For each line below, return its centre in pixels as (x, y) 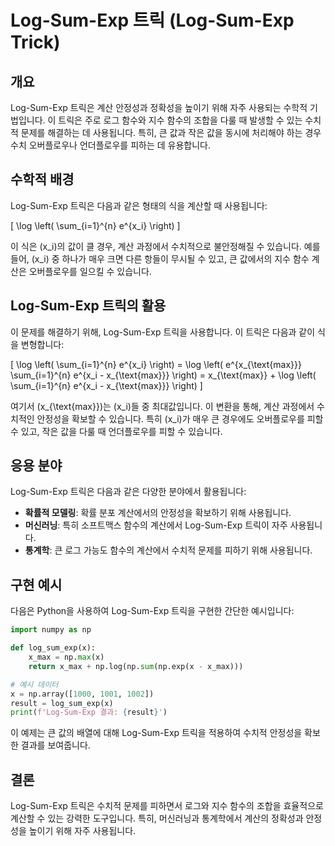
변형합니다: (42, 344)
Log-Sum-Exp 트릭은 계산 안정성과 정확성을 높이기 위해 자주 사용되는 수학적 (159, 107)
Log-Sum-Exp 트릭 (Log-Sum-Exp (152, 20)
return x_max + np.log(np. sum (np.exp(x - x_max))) (136, 666)
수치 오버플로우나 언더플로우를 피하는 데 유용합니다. (110, 145)
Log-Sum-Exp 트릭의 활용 (88, 306)
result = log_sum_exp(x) (62, 703)
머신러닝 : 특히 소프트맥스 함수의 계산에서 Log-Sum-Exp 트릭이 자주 (156, 525)
